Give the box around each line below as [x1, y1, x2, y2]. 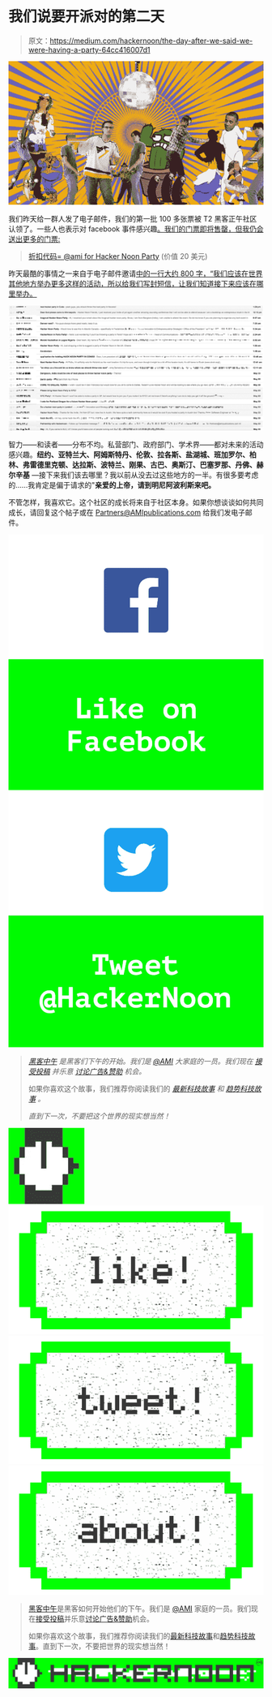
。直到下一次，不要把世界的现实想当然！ [35, 1641, 171, 1651]
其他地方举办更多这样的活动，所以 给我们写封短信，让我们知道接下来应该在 [8, 278, 257, 288]
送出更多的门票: [8, 234, 61, 243]
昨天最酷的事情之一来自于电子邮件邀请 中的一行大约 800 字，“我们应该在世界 [8, 269, 263, 278]
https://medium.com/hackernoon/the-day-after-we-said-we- [49, 36, 253, 45]
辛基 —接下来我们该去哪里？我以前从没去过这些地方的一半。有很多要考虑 [15, 470, 259, 480]
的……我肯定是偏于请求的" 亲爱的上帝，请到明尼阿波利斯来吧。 [8, 480, 216, 490]
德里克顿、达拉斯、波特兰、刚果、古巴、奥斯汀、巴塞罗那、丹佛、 [36, 460, 257, 470]
